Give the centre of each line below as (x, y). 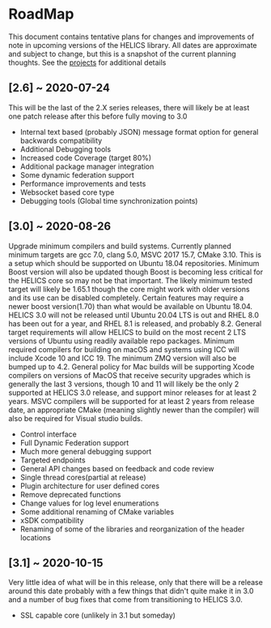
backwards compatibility (61, 140)
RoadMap (41, 14)
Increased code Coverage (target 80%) (86, 157)
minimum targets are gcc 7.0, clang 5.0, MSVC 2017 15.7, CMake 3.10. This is (135, 254)
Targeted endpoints (53, 460)
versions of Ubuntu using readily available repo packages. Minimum (121, 341)
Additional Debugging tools (66, 149)
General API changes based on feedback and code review (117, 468)
